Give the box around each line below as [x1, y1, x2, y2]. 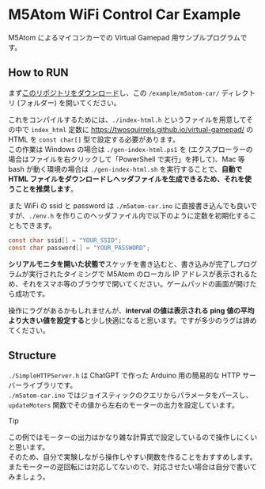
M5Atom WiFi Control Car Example [8, 6, 241, 24]
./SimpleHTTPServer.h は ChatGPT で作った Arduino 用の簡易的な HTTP [8, 370, 241, 381]
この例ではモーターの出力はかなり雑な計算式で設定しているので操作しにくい [8, 433, 258, 442]
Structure [8, 348, 57, 362]
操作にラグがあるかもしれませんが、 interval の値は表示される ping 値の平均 [8, 305, 255, 315]
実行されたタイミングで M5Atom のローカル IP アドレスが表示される [28, 269, 251, 279]
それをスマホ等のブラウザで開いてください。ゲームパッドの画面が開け [21, 279, 251, 288]
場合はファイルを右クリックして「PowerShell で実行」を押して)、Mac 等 [8, 154, 245, 164]
